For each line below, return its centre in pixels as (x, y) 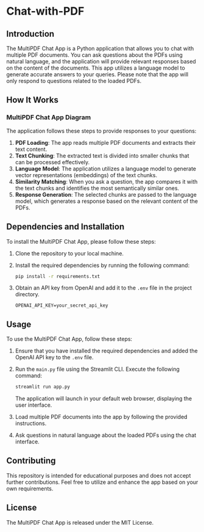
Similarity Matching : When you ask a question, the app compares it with (106, 181)
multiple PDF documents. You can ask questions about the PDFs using (94, 55)
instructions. (31, 423)
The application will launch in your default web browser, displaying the (104, 399)
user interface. (33, 405)
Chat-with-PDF (45, 11)
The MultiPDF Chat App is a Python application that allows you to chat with (100, 48)
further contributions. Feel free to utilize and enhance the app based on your (102, 482)
